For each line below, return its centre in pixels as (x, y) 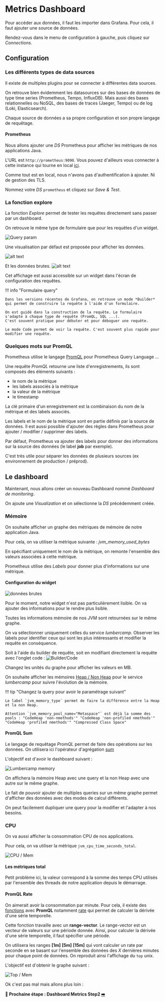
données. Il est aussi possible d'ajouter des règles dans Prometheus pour (80, 427)
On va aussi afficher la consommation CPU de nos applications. (70, 836)
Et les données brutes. (28, 266)
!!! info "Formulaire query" (32, 290)
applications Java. (24, 150)
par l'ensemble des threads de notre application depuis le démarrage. (76, 883)
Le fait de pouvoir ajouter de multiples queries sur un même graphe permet (81, 793)
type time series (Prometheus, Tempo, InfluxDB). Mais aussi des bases (77, 98)
